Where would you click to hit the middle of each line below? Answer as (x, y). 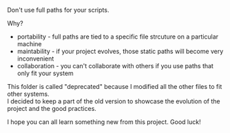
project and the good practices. (52, 109)
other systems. (28, 94)
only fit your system (45, 73)
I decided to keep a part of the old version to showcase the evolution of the (114, 101)
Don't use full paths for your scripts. (58, 10)
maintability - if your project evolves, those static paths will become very (120, 51)
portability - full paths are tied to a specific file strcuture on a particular (118, 37)
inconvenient (35, 59)
